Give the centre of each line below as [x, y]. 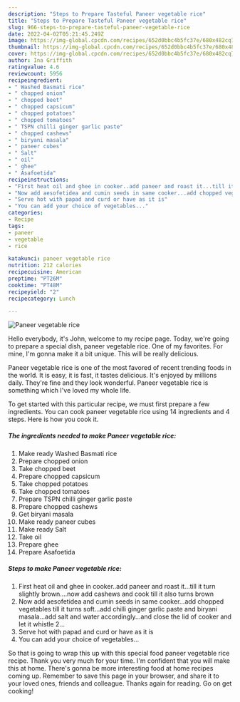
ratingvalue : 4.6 [34, 67]
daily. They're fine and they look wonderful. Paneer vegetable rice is [108, 383]
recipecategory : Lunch [42, 299]
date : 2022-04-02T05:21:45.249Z [56, 34]
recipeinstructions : [39, 180]
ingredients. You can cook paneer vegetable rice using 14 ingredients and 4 [119, 412]
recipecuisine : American [45, 272]
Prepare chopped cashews [58, 507]
